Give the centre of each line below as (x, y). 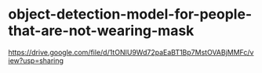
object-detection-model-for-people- (130, 14)
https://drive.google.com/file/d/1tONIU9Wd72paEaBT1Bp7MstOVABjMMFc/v (131, 52)
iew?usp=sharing (36, 61)
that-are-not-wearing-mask (101, 31)
